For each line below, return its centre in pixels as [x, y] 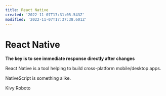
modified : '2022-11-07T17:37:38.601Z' [46, 19]
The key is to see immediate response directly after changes [70, 58]
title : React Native [27, 10]
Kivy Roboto [18, 88]
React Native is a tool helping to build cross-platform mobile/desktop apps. [83, 69]
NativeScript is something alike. [38, 78]
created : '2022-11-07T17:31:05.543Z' [45, 15]
